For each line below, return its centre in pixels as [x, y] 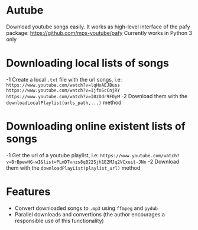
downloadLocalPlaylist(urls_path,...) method [64, 102]
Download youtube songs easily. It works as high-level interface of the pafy [98, 27]
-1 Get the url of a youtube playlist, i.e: [53, 155]
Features [28, 192]
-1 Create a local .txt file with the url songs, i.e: [64, 79]
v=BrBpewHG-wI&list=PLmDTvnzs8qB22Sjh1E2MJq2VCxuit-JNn [76, 162]
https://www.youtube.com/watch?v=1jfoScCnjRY [63, 90]
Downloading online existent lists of [96, 126]
